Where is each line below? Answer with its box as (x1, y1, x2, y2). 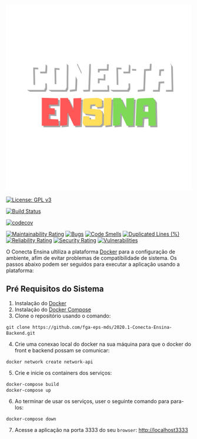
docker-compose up (6, 387, 51, 393)
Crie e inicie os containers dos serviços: (14, 369, 112, 376)
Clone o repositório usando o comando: (14, 312, 111, 319)
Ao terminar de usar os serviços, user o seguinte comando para (14, 397, 169, 405)
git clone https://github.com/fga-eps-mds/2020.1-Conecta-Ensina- (6, 324, 172, 330)
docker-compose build (6, 381, 59, 387)
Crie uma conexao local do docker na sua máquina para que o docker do (14, 341, 191, 348)
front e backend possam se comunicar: (14, 346, 110, 354)
